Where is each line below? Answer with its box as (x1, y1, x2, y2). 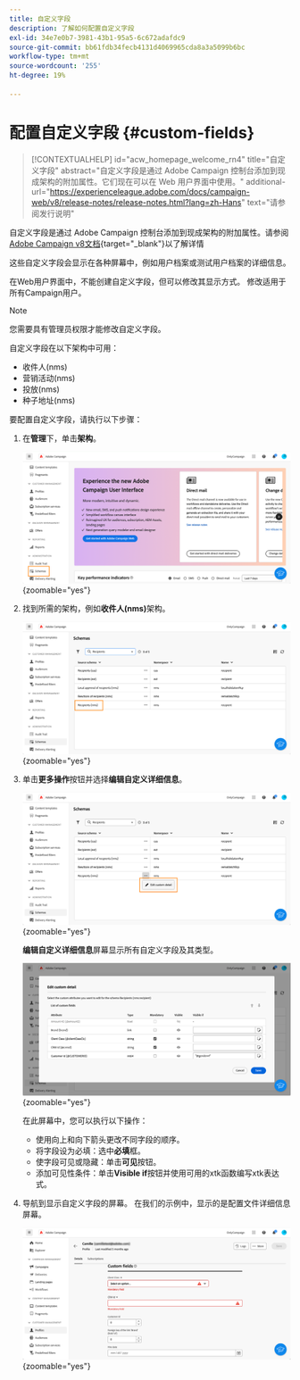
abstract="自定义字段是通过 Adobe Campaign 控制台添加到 (61, 165, 279, 176)
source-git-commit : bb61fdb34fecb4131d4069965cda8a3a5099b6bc (9, 43, 246, 52)
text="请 (246, 196, 279, 207)
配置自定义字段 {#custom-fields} (9, 122, 255, 143)
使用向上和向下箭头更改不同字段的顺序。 (35, 1134, 185, 1144)
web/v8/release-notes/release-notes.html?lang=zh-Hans (30, 196, 242, 207)
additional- (245, 176, 286, 187)
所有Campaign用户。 (9, 287, 87, 298)
